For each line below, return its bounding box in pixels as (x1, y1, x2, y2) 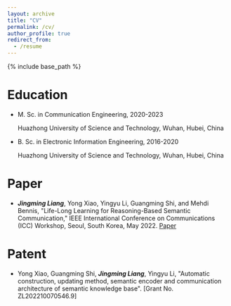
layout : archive (7, 10, 55, 18)
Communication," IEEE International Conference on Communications (17, 214, 216, 222)
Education (7, 87, 68, 103)
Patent (7, 246, 47, 262)
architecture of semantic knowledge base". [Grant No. (17, 284, 174, 293)
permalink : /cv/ (7, 23, 55, 30)
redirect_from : (7, 37, 52, 44)
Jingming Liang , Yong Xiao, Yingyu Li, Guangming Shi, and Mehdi (17, 198, 209, 208)
